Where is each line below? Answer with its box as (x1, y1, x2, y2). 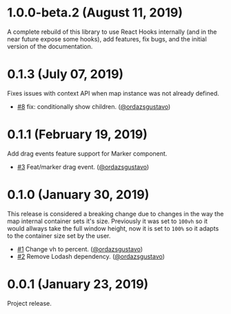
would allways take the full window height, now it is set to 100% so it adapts (7, 224, 219, 232)
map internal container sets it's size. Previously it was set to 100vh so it (7, 217, 208, 225)
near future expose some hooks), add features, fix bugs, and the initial (7, 34, 207, 43)
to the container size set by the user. (7, 231, 111, 240)
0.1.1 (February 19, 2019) (7, 127, 148, 143)
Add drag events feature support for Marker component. (7, 149, 168, 158)
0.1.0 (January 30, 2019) (7, 187, 150, 202)
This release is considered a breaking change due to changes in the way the (7, 209, 224, 218)
